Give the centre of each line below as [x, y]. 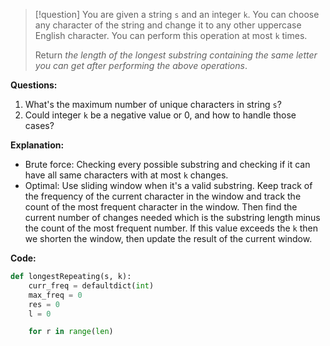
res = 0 [44, 304]
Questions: [34, 85]
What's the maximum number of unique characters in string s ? [153, 104]
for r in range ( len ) [71, 332]
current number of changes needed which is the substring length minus [172, 217]
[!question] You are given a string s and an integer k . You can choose [177, 14]
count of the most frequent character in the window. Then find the [161, 207]
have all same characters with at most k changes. [126, 175]
